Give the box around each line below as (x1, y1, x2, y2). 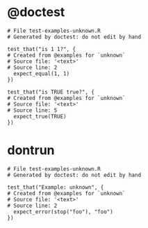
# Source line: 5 (7, 106, 58, 114)
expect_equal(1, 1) (13, 70, 70, 77)
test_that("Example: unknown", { (7, 183, 104, 191)
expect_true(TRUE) (13, 113, 67, 120)
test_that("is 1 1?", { (7, 45, 76, 52)
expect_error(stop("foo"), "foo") (13, 208, 113, 215)
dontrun (7, 143, 55, 158)
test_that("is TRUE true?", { (7, 88, 95, 95)
